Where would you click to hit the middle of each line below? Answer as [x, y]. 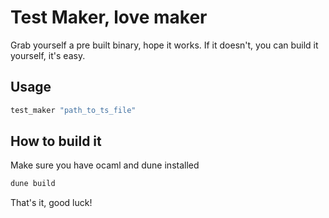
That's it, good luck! [51, 203]
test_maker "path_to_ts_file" [73, 110]
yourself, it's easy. [48, 55]
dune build [33, 184]
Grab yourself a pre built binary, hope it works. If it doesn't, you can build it [164, 45]
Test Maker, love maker [109, 17]
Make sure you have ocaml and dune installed [105, 165]
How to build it [56, 141]
